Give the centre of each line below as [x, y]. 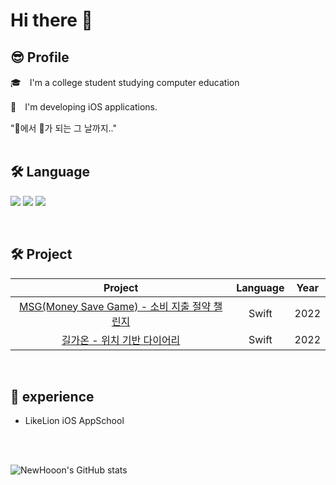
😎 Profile [40, 57]
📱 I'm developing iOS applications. [84, 107]
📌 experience [52, 397]
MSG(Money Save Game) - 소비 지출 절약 [115, 306]
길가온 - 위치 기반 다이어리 [121, 340]
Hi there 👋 [51, 20]
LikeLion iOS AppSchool [74, 421]
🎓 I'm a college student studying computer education [125, 82]
